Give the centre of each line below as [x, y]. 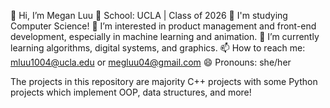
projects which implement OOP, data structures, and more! [131, 92]
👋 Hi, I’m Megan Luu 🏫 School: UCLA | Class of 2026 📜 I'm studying [149, 15]
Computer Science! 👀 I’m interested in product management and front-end [163, 26]
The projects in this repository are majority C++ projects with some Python [164, 81]
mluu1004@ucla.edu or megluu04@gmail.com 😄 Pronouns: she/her [151, 62]
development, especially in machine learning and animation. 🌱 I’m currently [165, 36]
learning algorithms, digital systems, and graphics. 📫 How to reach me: [158, 48]
